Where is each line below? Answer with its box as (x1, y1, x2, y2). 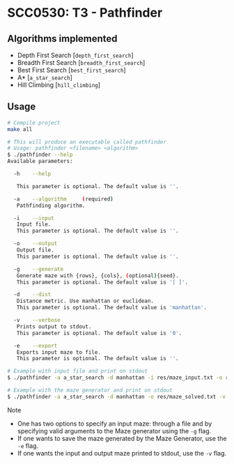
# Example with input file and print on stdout (7, 368, 148, 375)
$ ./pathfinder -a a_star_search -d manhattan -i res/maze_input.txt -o (7, 374, 223, 381)
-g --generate (13, 265, 64, 272)
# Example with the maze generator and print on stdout (7, 387, 173, 394)
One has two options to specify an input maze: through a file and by (17, 419, 212, 428)
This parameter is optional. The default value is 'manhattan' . (16, 304, 208, 311)
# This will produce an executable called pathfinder (7, 138, 167, 146)
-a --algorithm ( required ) (13, 195, 114, 203)
